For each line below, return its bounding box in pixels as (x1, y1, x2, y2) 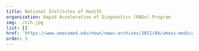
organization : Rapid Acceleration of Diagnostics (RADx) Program (6, 14, 171, 20)
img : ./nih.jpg (6, 19, 44, 25)
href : (6, 30, 20, 36)
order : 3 (6, 36, 28, 42)
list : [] (6, 25, 28, 31)
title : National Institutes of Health (6, 8, 102, 15)
